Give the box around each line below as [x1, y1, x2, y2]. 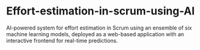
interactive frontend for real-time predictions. [6, 37, 118, 44]
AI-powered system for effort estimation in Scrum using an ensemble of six [6, 24, 192, 31]
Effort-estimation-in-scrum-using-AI [6, 4, 195, 18]
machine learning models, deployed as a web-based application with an [6, 30, 184, 37]
